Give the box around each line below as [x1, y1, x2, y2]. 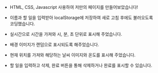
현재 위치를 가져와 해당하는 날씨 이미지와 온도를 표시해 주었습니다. [9, 52, 136, 58]
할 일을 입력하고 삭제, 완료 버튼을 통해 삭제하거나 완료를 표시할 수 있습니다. [9, 63, 153, 68]
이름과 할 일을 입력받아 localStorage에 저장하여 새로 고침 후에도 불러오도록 [9, 15, 153, 21]
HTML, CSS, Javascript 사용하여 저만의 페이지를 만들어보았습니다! [9, 4, 138, 10]
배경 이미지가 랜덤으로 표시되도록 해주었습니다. [9, 42, 100, 48]
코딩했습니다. [9, 21, 35, 26]
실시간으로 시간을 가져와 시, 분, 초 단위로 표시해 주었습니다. [9, 31, 123, 37]
